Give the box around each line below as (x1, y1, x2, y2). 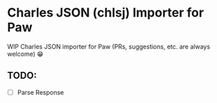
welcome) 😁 (7, 50, 44, 58)
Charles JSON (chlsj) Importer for (7, 5, 205, 21)
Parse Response (17, 88, 64, 96)
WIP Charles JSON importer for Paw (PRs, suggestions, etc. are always (7, 42, 210, 50)
